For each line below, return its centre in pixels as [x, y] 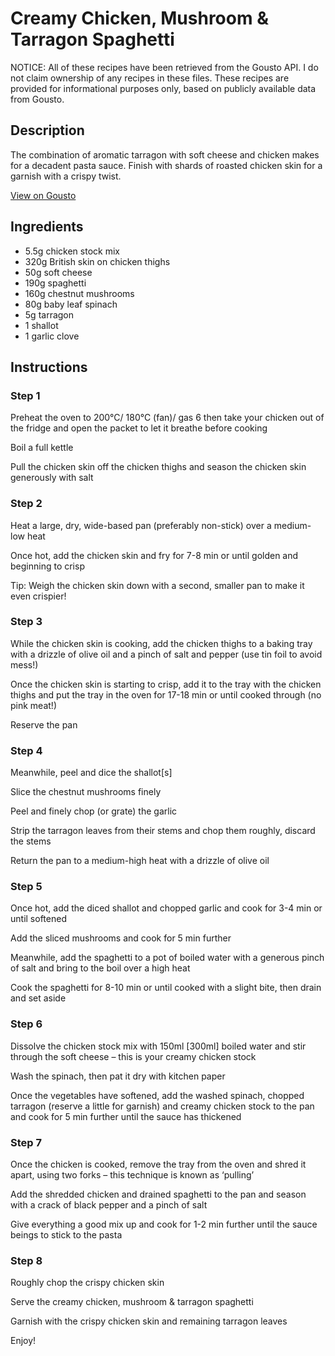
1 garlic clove [52, 336]
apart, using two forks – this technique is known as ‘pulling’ [132, 1175]
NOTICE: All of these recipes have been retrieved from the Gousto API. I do [164, 67]
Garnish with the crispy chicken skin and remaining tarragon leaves [149, 1321]
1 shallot [41, 325]
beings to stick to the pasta [66, 1235]
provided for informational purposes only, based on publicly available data [163, 88]
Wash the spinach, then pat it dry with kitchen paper [118, 1076]
